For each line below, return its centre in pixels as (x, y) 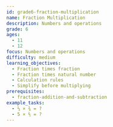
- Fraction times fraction (46, 69)
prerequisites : (26, 92)
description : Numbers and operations (54, 23)
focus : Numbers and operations (46, 52)
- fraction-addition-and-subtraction (60, 97)
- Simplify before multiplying (51, 86)
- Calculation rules (38, 80)
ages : (13, 35)
